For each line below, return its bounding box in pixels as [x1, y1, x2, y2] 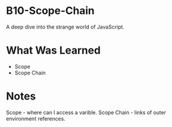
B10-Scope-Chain [6, 4, 95, 17]
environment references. [6, 115, 66, 122]
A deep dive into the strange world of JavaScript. [6, 23, 125, 30]
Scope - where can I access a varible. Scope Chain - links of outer [6, 109, 166, 116]
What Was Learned [6, 44, 101, 57]
